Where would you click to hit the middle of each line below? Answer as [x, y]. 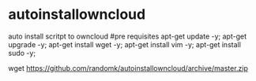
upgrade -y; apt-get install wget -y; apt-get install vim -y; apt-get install [124, 44]
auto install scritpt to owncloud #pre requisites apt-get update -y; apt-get [128, 36]
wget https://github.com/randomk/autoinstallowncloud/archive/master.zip [128, 68]
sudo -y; [22, 53]
